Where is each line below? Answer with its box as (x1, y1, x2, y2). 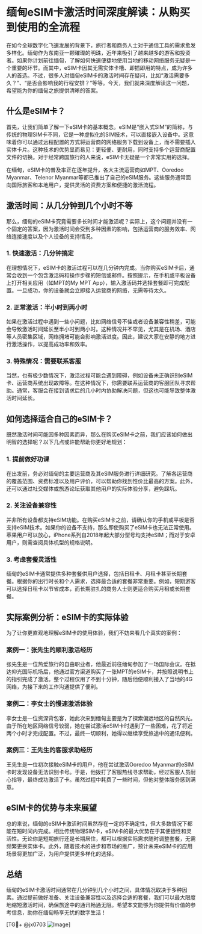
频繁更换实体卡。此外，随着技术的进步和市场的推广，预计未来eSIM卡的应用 (6, 842, 193, 850)
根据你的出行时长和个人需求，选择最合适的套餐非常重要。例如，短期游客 (16, 578, 196, 585)
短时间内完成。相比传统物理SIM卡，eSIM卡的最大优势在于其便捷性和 (16, 827, 186, 835)
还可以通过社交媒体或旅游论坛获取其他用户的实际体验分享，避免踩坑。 (6, 485, 180, 492)
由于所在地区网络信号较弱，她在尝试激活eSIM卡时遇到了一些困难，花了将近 (6, 722, 193, 729)
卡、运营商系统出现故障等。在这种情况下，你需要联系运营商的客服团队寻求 (6, 379, 191, 387)
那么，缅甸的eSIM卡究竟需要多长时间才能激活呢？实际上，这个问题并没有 (6, 217, 188, 225)
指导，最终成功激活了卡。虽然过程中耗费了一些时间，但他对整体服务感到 (11, 776, 191, 783)
